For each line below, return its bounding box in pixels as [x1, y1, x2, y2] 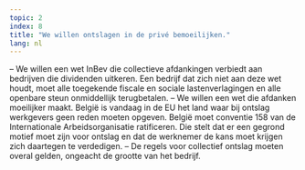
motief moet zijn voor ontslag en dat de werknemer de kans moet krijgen [9, 131, 283, 142]
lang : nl [9, 38, 43, 48]
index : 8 [9, 22, 43, 31]
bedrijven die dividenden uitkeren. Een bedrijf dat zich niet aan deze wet [9, 74, 281, 85]
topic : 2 [9, 13, 43, 23]
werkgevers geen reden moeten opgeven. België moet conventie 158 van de [9, 112, 297, 123]
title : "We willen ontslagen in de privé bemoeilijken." [9, 30, 231, 39]
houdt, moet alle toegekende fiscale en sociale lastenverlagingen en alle [9, 83, 281, 94]
